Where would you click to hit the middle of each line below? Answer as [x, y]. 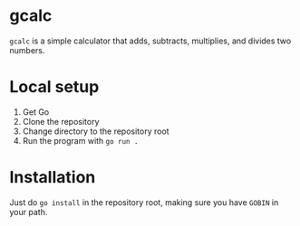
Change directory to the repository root [96, 131]
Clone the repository [61, 121]
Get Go [36, 112]
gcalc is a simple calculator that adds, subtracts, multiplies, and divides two [150, 41]
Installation [53, 178]
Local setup [54, 87]
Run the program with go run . [80, 140]
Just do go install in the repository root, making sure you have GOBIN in [144, 202]
